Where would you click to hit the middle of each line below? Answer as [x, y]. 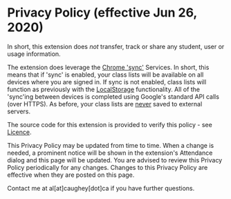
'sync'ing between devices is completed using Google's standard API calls [113, 96]
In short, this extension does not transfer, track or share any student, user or [116, 46]
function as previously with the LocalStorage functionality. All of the [104, 89]
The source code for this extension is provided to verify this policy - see [110, 124]
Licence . [19, 132]
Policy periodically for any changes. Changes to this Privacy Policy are [108, 167]
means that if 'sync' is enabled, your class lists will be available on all [105, 75]
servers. [19, 111]
